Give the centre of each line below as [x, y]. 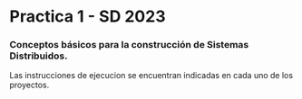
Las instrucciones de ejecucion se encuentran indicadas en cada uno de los [151, 76]
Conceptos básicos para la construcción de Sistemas [129, 45]
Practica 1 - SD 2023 [88, 17]
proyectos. [29, 85]
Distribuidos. [39, 56]
